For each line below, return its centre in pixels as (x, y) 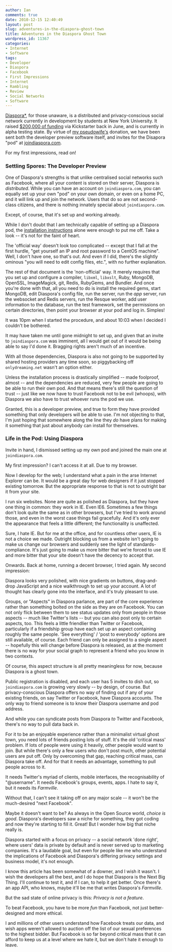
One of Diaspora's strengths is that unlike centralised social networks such (84, 177)
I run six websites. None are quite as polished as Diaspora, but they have (82, 501)
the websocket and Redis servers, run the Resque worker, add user (76, 299)
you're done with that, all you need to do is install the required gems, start (83, 288)
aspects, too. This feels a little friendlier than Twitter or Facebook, (75, 623)
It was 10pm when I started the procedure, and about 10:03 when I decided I (86, 320)
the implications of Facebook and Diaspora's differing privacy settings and (84, 856)
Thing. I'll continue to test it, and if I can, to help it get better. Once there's (83, 882)
